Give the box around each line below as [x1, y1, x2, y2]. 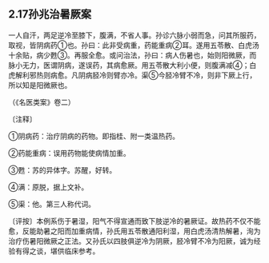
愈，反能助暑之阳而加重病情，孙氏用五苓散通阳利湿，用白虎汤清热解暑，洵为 [8, 226, 261, 236]
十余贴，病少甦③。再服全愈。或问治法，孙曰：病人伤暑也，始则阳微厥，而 [8, 50, 257, 60]
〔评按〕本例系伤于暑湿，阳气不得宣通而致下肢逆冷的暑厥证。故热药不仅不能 [8, 216, 261, 225]
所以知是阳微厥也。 [8, 80, 72, 90]
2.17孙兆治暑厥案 [8, 7, 92, 22]
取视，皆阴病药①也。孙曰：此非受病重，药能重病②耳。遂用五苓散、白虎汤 [8, 40, 259, 50]
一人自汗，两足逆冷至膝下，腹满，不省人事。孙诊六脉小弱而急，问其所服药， [8, 30, 261, 40]
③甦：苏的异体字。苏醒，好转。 [8, 165, 117, 174]
